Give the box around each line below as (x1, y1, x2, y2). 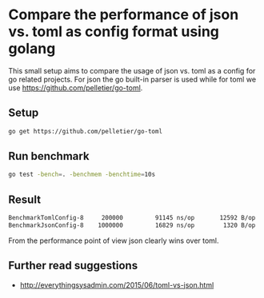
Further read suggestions (8, 259, 138, 272)
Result (8, 193, 42, 206)
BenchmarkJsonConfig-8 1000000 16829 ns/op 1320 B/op (8, 221, 256, 229)
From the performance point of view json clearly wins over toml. (8, 236, 219, 245)
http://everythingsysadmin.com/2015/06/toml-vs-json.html (19, 280, 214, 289)
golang (8, 40, 56, 58)
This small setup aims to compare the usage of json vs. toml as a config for (8, 66, 256, 75)
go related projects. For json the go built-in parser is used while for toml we (8, 74, 257, 84)
